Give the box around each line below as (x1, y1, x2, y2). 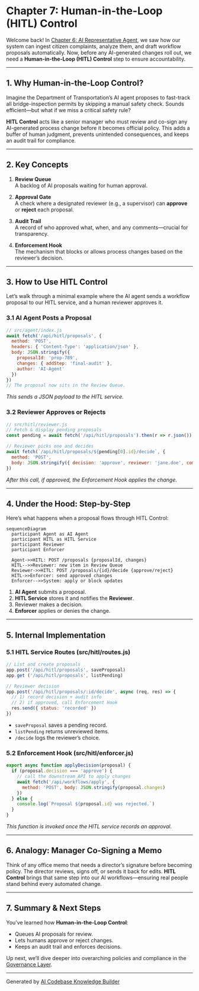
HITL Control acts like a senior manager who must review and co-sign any (6, 118, 188, 125)
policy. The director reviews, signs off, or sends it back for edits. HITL (6, 867, 176, 875)
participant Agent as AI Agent (11, 531, 89, 537)
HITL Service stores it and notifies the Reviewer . (14, 595, 134, 602)
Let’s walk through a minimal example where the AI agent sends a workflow (6, 293, 190, 300)
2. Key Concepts (6, 160, 69, 170)
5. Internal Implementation (6, 630, 106, 640)
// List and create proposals (6, 661, 81, 667)
